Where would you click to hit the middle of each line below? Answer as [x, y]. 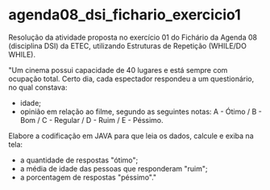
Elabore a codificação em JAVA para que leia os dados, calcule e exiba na [131, 136]
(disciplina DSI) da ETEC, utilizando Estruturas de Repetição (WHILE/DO [128, 45]
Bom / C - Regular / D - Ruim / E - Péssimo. [91, 120]
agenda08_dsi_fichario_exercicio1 [125, 15]
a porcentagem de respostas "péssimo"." [88, 177]
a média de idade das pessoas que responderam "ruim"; [114, 168]
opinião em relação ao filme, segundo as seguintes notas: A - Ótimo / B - [141, 112]
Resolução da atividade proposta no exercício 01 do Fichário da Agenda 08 [133, 37]
